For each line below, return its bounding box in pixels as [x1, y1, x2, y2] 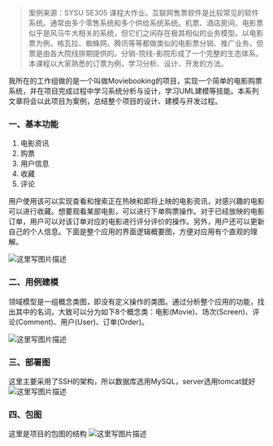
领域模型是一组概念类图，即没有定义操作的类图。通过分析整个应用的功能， [8, 297, 258, 306]
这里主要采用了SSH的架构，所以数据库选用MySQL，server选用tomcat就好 [8, 376, 256, 386]
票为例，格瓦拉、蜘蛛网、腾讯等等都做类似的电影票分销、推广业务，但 [28, 38, 264, 48]
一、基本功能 [8, 118, 59, 129]
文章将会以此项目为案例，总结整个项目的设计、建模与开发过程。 [8, 97, 222, 106]
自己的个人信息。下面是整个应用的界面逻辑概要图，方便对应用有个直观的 [8, 227, 250, 236]
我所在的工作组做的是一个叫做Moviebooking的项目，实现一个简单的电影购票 [8, 76, 262, 85]
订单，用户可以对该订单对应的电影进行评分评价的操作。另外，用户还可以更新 [8, 217, 265, 227]
